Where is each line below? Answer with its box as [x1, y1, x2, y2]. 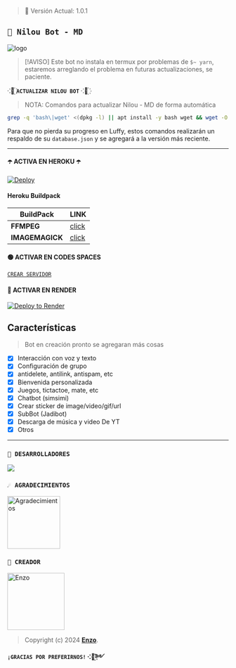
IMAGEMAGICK [11, 233, 63, 242]
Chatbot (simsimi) [17, 393, 69, 402]
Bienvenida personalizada [17, 378, 93, 386]
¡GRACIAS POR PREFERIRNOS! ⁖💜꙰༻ [7, 652, 105, 660]
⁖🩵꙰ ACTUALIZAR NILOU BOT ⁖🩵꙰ [7, 86, 88, 95]
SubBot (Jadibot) [17, 410, 67, 418]
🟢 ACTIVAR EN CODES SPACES [7, 253, 101, 261]
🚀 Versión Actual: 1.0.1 [24, 7, 88, 15]
